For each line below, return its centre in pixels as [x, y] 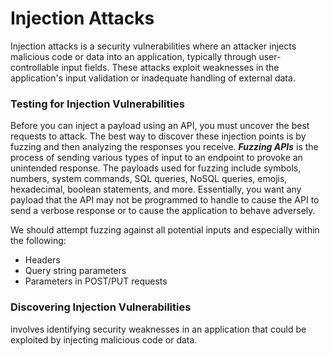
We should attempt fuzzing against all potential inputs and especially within [165, 230]
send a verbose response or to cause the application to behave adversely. [163, 211]
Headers [42, 260]
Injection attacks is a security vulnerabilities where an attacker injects [153, 46]
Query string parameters [75, 271]
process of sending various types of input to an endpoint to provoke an [156, 158]
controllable [35, 67]
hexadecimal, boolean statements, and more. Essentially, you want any [156, 189]
